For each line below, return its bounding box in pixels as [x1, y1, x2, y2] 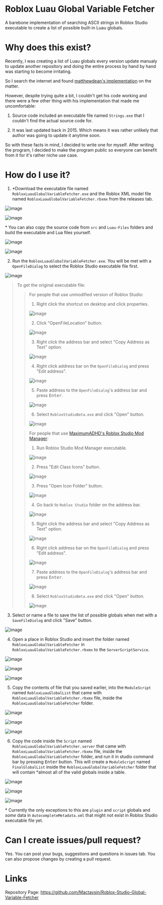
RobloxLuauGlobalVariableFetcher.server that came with [12, 743, 127, 749]
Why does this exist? [5, 42, 91, 53]
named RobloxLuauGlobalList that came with [12, 689, 102, 695]
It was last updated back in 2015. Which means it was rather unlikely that [12, 127, 158, 133]
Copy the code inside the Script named [12, 738, 92, 744]
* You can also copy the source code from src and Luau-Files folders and [5, 224, 153, 230]
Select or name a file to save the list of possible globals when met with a [12, 612, 157, 618]
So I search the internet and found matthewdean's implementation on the [5, 78, 152, 84]
